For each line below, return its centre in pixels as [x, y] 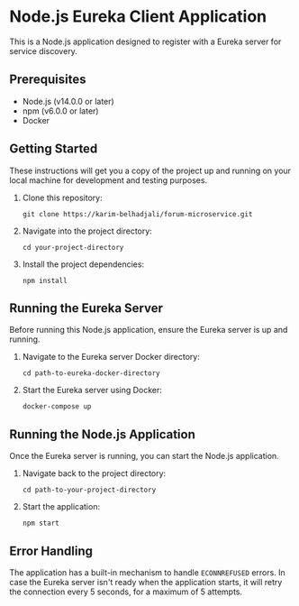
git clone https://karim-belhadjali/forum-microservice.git [137, 214]
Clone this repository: [62, 197]
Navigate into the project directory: [87, 231]
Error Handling [51, 551]
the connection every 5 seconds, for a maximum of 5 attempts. [126, 592]
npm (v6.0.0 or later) [60, 111]
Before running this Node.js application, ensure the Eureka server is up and [149, 330]
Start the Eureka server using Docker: [92, 390]
